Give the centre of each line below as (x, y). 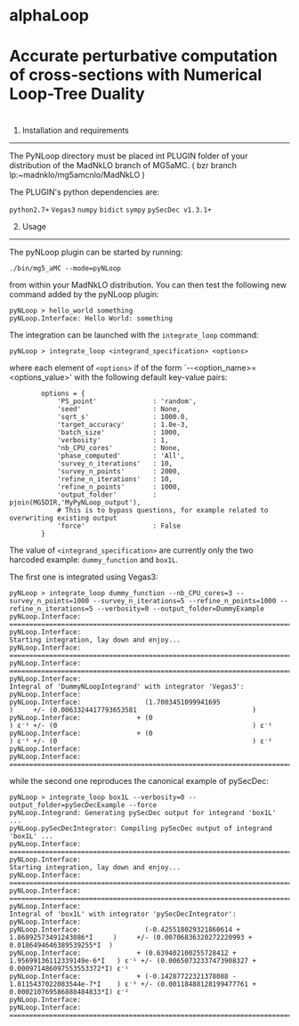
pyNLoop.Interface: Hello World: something (91, 318)
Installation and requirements (75, 130)
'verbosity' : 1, (113, 440)
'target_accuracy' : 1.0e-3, (123, 424)
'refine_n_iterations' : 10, (115, 479)
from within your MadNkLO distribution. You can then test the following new (148, 285)
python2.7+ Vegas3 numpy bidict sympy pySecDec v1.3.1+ (110, 210)
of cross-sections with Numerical (136, 75)
